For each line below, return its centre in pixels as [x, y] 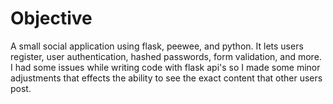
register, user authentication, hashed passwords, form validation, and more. [166, 56]
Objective [51, 18]
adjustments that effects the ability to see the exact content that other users [166, 78]
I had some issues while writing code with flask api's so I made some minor [165, 67]
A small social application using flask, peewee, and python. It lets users [157, 46]
